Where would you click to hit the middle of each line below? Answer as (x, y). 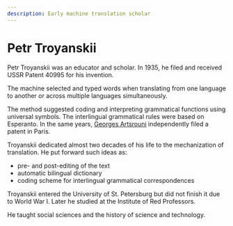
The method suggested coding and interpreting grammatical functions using (116, 109)
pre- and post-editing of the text (63, 166)
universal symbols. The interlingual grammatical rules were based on (106, 116)
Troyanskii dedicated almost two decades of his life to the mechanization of (115, 145)
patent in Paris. (29, 131)
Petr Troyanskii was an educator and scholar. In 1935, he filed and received (115, 67)
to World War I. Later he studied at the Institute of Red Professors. (102, 201)
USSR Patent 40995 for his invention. (61, 74)
